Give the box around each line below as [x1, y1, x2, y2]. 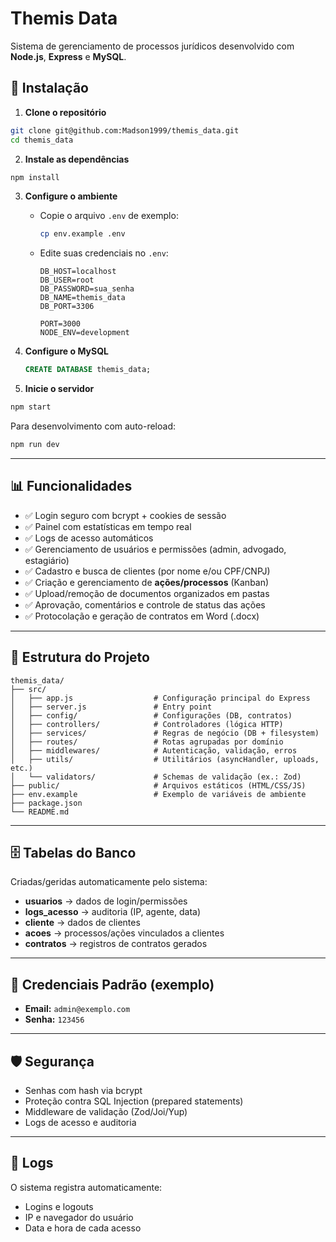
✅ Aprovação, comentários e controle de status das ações [24, 598, 266, 611]
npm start [10, 402, 52, 412]
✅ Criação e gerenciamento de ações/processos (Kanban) [24, 576, 270, 588]
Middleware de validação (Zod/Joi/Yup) [24, 1105, 188, 1117]
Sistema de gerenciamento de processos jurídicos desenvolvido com [10, 40, 295, 52]
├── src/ [10, 684, 47, 694]
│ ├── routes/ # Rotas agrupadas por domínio [10, 737, 284, 747]
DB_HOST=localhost [39, 267, 117, 277]
